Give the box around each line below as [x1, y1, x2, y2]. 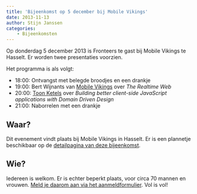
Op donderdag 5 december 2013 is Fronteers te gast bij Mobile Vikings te [6, 47, 186, 54]
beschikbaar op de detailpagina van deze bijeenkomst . [6, 141, 141, 149]
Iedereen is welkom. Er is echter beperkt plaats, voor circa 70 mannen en [6, 174, 186, 182]
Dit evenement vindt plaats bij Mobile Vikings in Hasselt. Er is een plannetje [6, 135, 191, 142]
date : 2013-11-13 [6, 14, 50, 20]
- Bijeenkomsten [17, 31, 58, 37]
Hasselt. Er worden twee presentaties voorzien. [6, 54, 123, 61]
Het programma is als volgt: [6, 65, 75, 72]
